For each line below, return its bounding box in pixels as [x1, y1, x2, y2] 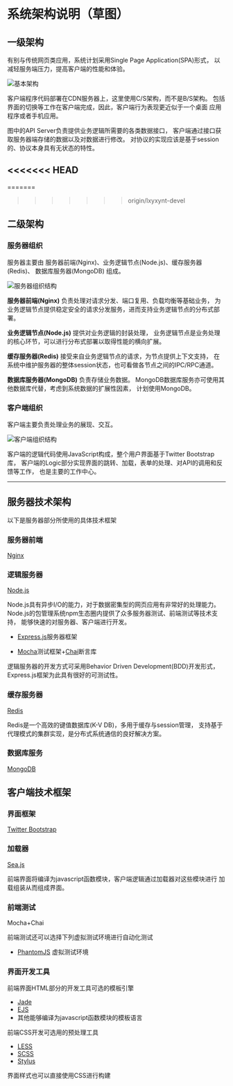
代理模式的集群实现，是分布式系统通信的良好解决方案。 [7, 729, 165, 737]
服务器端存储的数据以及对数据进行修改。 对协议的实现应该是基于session [12, 135, 220, 143]
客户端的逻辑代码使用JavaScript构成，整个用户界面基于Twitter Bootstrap [7, 449, 215, 458]
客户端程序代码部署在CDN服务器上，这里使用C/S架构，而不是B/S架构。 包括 [7, 95, 225, 102]
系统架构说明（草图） [7, 6, 130, 22]
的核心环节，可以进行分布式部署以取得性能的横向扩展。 [7, 337, 165, 345]
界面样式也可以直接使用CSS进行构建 [7, 1071, 111, 1080]
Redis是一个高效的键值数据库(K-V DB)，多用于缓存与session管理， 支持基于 [7, 721, 223, 729]
